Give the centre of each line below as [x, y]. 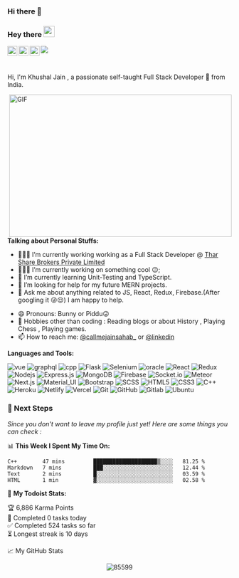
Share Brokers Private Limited [61, 262]
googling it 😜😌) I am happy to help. [71, 300]
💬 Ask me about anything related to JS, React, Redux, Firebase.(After [119, 293]
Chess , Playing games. [52, 329]
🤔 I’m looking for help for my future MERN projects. [92, 285]
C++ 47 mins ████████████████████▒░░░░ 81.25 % [106, 461]
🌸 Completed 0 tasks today [47, 517]
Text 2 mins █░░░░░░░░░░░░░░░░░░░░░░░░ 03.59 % [106, 474]
